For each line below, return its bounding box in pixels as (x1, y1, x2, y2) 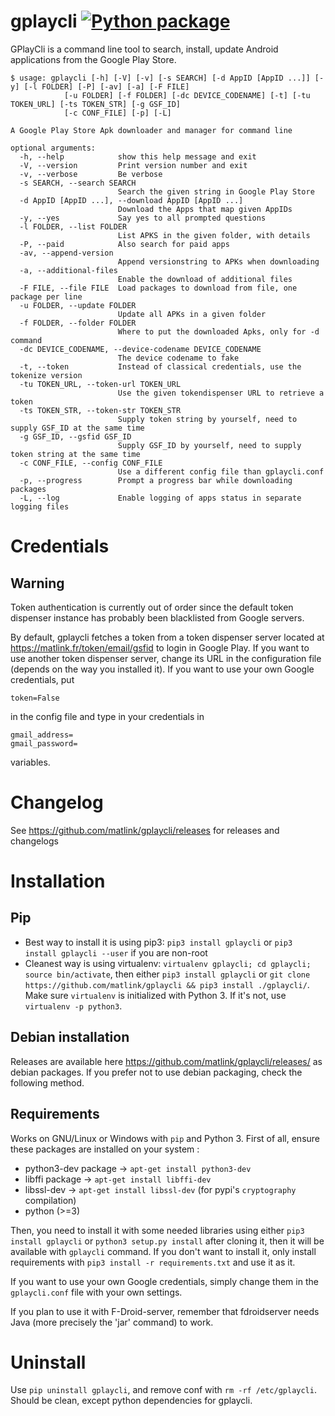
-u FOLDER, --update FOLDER (19, 300, 137, 310)
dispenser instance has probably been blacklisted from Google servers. (10, 611, 305, 624)
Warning (10, 575, 65, 592)
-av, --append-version (19, 248, 114, 258)
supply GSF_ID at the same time (10, 423, 145, 433)
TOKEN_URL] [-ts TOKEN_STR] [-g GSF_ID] (10, 99, 182, 109)
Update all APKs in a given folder (117, 309, 267, 319)
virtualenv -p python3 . (24, 1000, 123, 1012)
